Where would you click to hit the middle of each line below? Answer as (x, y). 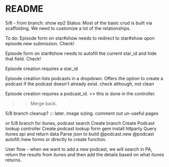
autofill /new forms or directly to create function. (56, 139)
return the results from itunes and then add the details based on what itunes (85, 154)
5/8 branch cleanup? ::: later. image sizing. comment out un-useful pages (82, 113)
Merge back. (44, 103)
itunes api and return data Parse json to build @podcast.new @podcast (80, 134)
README (24, 9)
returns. (13, 160)
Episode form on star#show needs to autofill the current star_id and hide (81, 53)
